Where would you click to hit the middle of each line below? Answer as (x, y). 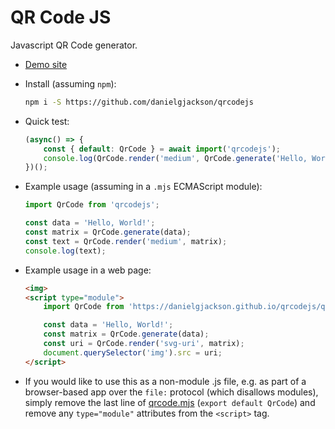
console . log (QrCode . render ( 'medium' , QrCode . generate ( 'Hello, (175, 158)
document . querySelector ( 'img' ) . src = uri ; (133, 352)
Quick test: (47, 121)
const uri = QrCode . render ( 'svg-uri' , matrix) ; (144, 344)
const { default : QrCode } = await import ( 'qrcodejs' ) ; (162, 149)
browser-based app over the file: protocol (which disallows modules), (171, 392)
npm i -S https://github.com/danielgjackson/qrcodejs (139, 102)
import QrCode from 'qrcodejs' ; (92, 205)
